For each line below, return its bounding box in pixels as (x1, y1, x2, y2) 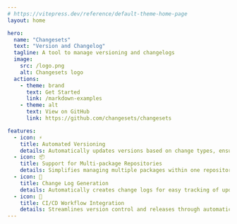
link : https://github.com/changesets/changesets (25, 115, 172, 122)
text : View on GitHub (25, 108, 90, 116)
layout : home (7, 17, 46, 24)
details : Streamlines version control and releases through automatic (20, 206, 232, 213)
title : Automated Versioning (20, 140, 106, 148)
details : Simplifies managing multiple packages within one (20, 167, 200, 174)
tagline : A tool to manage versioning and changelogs (13, 49, 175, 56)
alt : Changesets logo (20, 68, 83, 76)
